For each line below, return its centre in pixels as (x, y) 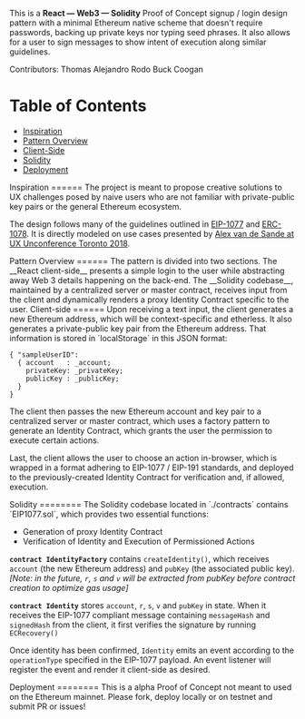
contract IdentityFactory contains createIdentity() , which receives (139, 558)
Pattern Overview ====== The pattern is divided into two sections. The (143, 261)
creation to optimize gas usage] (69, 587)
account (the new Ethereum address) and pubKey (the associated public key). (152, 568)
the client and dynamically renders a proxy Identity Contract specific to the (149, 300)
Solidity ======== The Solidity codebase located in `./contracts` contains (149, 504)
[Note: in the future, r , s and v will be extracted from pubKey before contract (152, 578)
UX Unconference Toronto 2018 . (70, 243)
